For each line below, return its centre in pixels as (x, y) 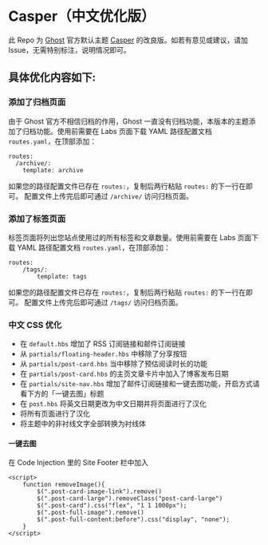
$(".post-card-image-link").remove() (99, 492)
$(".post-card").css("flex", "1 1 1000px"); (112, 506)
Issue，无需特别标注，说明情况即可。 (69, 49)
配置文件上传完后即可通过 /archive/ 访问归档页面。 (108, 195)
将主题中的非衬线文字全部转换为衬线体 (83, 424)
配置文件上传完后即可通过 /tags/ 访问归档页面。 (103, 302)
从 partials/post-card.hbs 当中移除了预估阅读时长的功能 (114, 364)
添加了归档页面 (37, 102)
